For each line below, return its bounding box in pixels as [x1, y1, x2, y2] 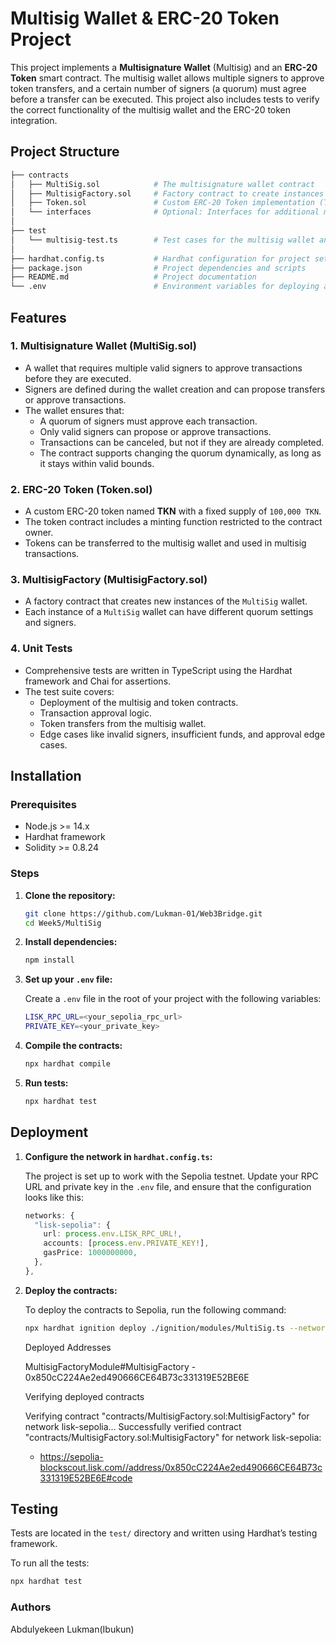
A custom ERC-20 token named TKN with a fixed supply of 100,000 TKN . [24, 505, 322, 517]
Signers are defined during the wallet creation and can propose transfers [24, 383, 326, 395]
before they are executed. [24, 372, 132, 384]
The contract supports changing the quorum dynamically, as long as [39, 447, 322, 459]
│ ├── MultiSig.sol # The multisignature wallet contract [10, 179, 315, 189]
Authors [10, 1600, 52, 1614]
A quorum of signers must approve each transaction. [39, 415, 258, 427]
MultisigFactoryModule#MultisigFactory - [24, 1360, 197, 1372]
